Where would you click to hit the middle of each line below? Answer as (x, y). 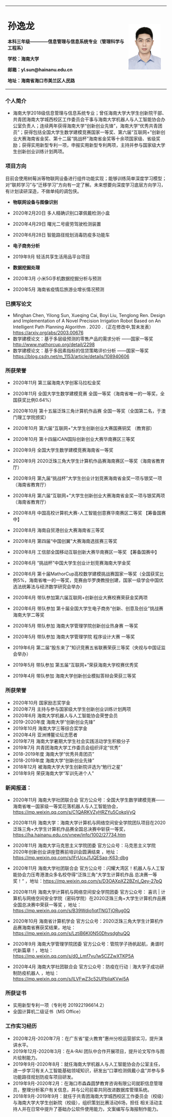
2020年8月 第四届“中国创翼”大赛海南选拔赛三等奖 (65, 541)
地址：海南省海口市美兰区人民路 (41, 81)
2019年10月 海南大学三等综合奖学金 (50, 728)
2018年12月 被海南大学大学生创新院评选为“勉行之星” (68, 767)
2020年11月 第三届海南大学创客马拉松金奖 (57, 383)
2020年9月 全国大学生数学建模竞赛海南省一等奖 (63, 450)
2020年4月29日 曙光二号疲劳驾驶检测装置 (57, 224)
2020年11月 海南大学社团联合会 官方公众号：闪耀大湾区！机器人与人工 (86, 868)
